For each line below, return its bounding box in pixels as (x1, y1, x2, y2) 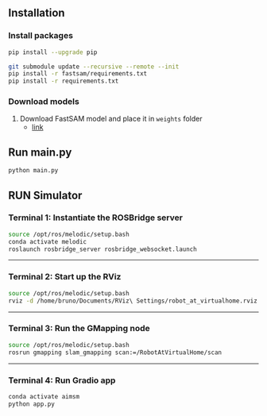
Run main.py (8, 145, 72, 159)
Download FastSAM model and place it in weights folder (19, 114, 203, 124)
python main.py (8, 167, 59, 175)
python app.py (8, 400, 56, 408)
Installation (8, 6, 65, 20)
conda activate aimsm (8, 392, 80, 400)
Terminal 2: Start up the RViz (8, 272, 122, 283)
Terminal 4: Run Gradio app (8, 375, 116, 386)
